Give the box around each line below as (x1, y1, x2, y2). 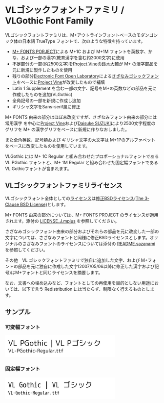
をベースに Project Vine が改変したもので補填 (16, 79, 105, 85)
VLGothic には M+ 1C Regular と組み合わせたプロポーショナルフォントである (5, 153, 159, 159)
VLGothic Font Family (5, 15, 94, 26)
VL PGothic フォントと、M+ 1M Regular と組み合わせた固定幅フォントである (5, 159, 159, 165)
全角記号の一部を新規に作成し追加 (12, 98, 81, 103)
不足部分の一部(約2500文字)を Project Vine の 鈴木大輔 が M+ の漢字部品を (12, 61, 158, 67)
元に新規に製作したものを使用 (12, 67, 72, 73)
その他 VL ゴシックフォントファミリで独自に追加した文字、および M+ (5, 257, 148, 263)
